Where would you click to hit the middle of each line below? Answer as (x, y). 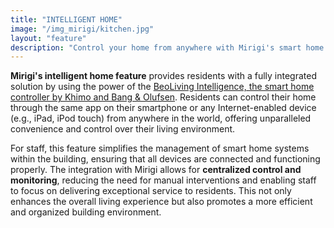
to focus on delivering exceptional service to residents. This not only (151, 191)
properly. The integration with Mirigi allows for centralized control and (156, 170)
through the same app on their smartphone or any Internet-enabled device (163, 108)
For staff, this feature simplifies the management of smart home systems (160, 148)
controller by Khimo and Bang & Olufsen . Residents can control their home (163, 97)
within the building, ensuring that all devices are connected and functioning (165, 159)
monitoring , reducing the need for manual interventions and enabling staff (163, 180)
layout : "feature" (48, 38)
